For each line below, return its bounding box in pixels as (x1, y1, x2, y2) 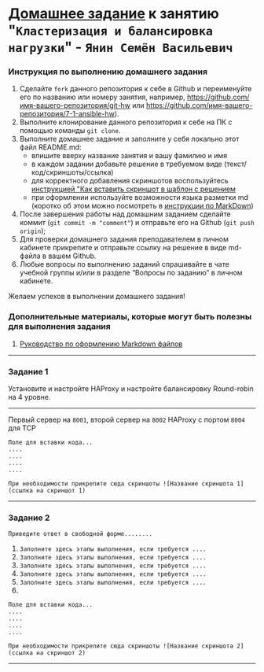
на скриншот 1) (36, 487, 86, 495)
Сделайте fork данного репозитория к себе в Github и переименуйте (19, 84, 252, 94)
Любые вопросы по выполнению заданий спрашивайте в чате (19, 260, 229, 269)
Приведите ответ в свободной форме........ (8, 530, 153, 538)
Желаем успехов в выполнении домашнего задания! (8, 292, 186, 301)
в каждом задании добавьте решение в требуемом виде (31, 159, 222, 169)
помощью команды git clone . (19, 126, 121, 135)
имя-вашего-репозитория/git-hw (19, 101, 131, 110)
